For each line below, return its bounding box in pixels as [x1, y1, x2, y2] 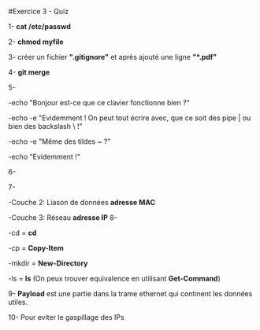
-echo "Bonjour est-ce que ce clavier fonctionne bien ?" [8, 98, 191, 107]
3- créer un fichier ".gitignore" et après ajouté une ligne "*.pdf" [8, 53, 217, 61]
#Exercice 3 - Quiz [8, 7, 69, 16]
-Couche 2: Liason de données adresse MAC [8, 198, 156, 207]
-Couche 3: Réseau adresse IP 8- [8, 213, 118, 222]
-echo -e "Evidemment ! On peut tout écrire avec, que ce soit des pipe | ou [8, 113, 251, 123]
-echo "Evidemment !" [8, 152, 81, 161]
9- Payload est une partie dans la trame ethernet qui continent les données [8, 289, 253, 298]
